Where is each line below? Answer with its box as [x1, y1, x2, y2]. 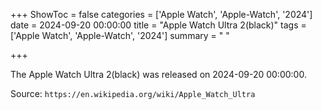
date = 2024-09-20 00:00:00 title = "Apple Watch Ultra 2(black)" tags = [10, 19, 307, 31]
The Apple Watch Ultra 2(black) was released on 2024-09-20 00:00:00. [10, 69, 307, 80]
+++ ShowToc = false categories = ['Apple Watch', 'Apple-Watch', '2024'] [10, 9, 313, 20]
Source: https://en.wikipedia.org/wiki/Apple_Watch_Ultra [10, 88, 256, 99]
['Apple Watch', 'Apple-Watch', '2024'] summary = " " [10, 30, 230, 41]
